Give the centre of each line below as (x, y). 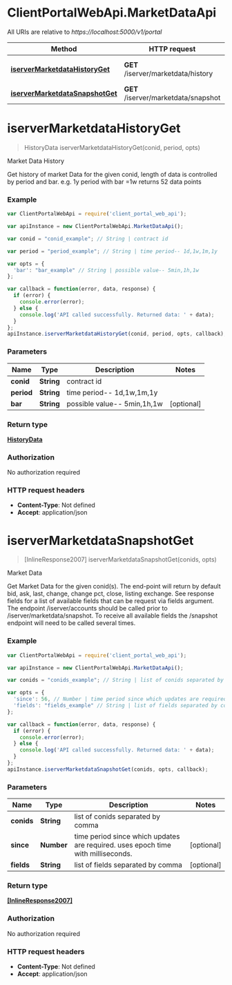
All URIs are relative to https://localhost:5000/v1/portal (85, 32)
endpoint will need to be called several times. (71, 623)
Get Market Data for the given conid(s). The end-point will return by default (114, 586)
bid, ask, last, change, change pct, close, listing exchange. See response (111, 594)
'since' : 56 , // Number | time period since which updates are (106, 699)
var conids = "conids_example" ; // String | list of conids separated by (116, 680)
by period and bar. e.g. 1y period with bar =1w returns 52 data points (104, 182)
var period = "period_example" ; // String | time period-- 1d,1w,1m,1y (112, 251)
